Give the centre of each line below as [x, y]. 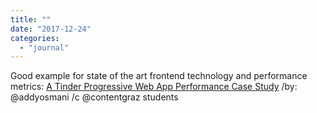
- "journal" [44, 47]
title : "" [31, 19]
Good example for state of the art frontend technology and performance [159, 76]
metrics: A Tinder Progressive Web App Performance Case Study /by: [154, 87]
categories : [35, 38]
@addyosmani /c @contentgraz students [94, 97]
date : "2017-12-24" [51, 29]
